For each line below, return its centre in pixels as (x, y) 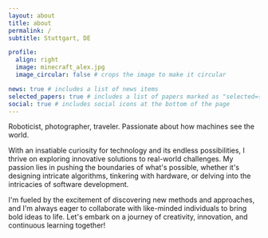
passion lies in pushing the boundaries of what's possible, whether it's (124, 168)
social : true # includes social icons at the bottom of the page (119, 104)
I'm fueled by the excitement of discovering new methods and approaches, (132, 200)
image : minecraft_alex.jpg (60, 67)
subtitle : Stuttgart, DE (49, 38)
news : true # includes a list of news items (83, 89)
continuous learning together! (57, 225)
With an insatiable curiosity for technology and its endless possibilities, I (127, 151)
